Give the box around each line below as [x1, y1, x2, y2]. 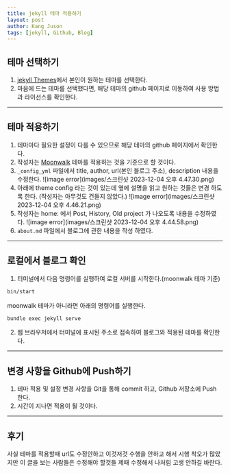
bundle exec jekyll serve [7, 315, 81, 322]
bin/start [7, 288, 36, 295]
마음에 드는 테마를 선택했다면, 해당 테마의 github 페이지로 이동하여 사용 [16, 84, 207, 93]
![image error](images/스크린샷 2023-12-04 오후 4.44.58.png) [26, 217, 199, 226]
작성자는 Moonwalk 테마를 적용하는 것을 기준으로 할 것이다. [16, 158, 176, 166]
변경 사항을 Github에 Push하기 [7, 365, 131, 377]
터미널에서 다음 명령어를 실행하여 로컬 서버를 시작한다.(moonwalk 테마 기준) [16, 274, 220, 282]
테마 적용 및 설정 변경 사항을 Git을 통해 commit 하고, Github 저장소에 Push [16, 385, 217, 393]
